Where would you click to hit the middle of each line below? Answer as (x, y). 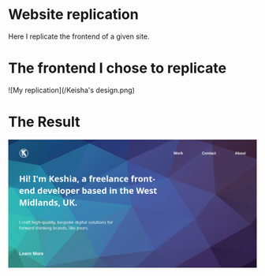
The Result (44, 122)
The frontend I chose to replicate (118, 68)
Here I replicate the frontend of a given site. (79, 36)
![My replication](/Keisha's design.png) (72, 90)
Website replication (74, 15)
